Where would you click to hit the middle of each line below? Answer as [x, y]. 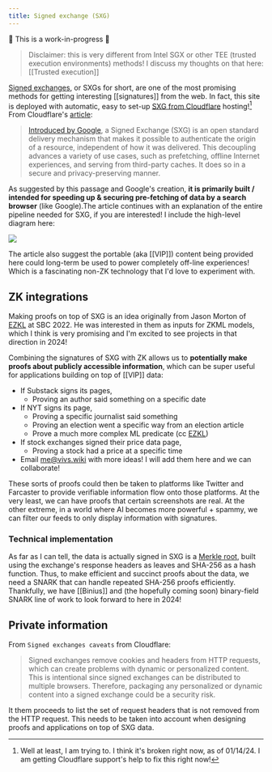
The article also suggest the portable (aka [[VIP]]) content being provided [131, 254]
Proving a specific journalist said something [105, 417]
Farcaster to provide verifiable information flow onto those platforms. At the [134, 492]
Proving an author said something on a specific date [119, 399]
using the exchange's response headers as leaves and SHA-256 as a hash [132, 565]
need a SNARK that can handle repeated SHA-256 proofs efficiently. [122, 583]
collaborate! [40, 468]
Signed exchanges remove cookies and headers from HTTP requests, [144, 660]
